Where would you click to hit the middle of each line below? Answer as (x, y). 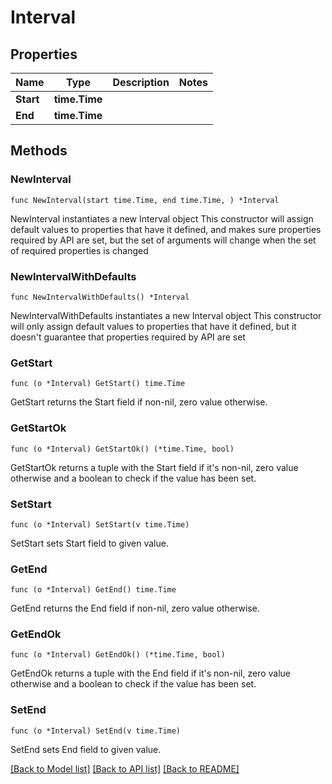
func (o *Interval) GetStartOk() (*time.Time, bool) (122, 449)
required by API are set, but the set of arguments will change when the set (163, 240)
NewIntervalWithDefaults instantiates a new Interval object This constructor (166, 315)
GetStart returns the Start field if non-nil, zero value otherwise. (139, 402)
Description (141, 82)
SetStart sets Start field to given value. (89, 543)
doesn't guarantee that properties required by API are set (128, 337)
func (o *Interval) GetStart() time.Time (98, 384)
